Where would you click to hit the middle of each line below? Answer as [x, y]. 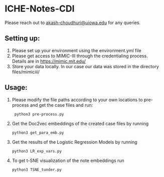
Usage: [16, 87]
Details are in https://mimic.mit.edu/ [49, 61]
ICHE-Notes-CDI [40, 9]
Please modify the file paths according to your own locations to [77, 100]
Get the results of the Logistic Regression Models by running [74, 142]
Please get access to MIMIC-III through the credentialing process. [80, 56]
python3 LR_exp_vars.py [37, 151]
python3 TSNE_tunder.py [37, 169]
